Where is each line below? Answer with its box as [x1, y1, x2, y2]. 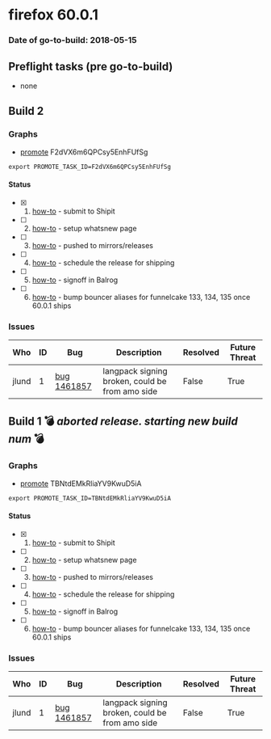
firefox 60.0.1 [8, 6, 99, 24]
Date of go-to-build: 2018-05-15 [8, 35, 137, 46]
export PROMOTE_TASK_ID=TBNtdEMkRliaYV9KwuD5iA [8, 494, 172, 502]
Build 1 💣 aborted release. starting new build [8, 414, 238, 428]
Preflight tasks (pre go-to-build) [8, 59, 173, 74]
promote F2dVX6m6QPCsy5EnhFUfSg [19, 147, 148, 157]
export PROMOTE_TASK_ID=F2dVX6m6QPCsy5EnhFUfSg [8, 163, 172, 171]
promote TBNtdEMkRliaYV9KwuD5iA [19, 479, 142, 488]
